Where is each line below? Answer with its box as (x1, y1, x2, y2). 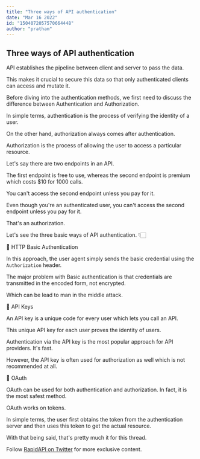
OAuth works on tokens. (6, 404, 66, 411)
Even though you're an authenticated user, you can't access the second (6, 202, 185, 209)
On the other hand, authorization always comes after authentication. (6, 130, 175, 138)
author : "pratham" (6, 25, 52, 32)
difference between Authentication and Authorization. (6, 100, 140, 108)
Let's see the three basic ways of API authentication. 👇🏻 (6, 231, 146, 239)
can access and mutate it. (6, 82, 70, 89)
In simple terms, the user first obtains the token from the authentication (6, 416, 183, 423)
